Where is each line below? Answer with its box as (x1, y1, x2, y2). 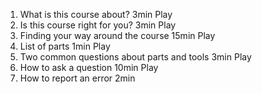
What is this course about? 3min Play (19, 9, 173, 20)
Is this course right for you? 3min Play (19, 19, 177, 31)
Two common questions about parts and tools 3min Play (19, 51, 252, 63)
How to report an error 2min (19, 72, 136, 84)
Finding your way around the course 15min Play (19, 30, 216, 41)
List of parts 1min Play (19, 40, 111, 52)
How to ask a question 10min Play (19, 62, 159, 73)
